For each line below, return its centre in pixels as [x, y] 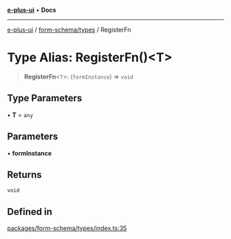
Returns [25, 175]
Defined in [30, 212]
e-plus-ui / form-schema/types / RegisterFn [69, 30]
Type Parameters [45, 98]
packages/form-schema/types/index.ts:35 [67, 228]
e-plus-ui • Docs [32, 10]
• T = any [20, 115]
